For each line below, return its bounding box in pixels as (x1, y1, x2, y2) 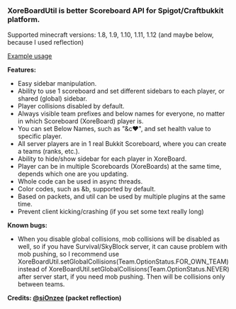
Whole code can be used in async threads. (17, 177, 143, 186)
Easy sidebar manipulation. (17, 79, 97, 88)
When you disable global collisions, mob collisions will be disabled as (17, 235, 220, 243)
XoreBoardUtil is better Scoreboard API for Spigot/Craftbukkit (7, 6, 224, 16)
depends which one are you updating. (17, 169, 129, 179)
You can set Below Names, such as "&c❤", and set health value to (17, 125, 211, 133)
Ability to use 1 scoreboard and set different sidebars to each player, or (17, 87, 225, 96)
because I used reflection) (7, 38, 84, 47)
